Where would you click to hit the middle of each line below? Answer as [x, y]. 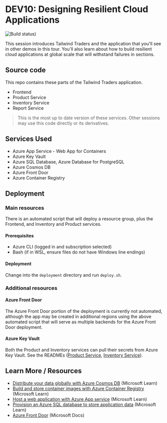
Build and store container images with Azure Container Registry [78, 388]
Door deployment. [24, 327]
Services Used [28, 139]
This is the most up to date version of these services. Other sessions [89, 118]
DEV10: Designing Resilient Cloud [77, 9]
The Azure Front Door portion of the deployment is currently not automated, [84, 311]
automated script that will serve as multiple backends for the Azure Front [80, 322]
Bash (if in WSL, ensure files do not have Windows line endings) [79, 252]
